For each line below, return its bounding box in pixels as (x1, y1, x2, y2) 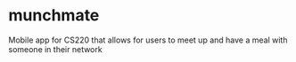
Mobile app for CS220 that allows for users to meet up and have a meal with (8, 35, 288, 45)
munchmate (8, 5, 100, 26)
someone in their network (8, 43, 103, 54)
